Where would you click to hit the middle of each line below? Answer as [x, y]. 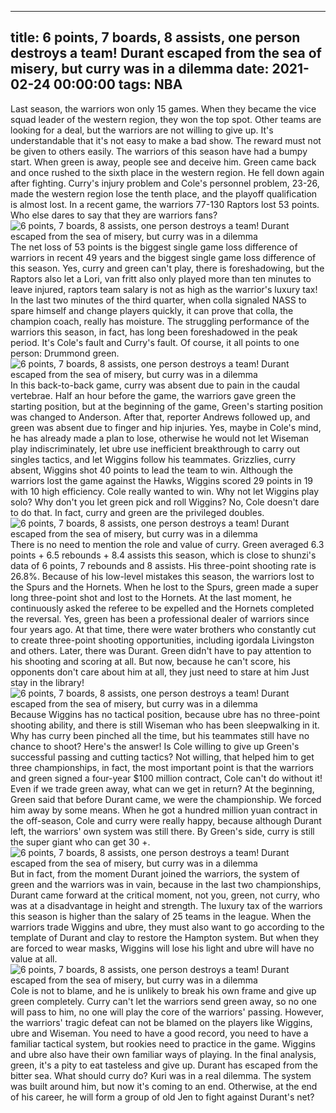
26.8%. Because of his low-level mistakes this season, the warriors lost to [162, 576]
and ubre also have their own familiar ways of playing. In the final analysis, [163, 1054]
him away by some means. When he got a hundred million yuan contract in [164, 810]
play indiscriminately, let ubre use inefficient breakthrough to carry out [155, 448]
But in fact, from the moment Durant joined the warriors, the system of [155, 873]
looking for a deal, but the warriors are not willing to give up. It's [142, 130]
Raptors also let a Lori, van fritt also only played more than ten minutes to [161, 278]
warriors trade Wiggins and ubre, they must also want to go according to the [167, 927]
